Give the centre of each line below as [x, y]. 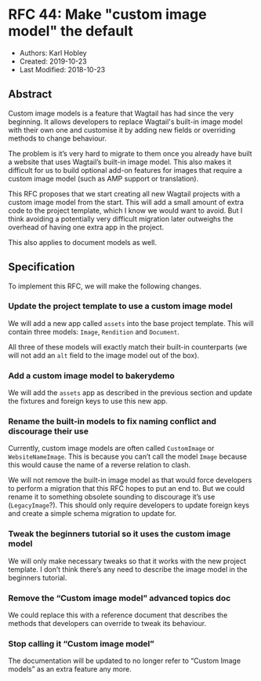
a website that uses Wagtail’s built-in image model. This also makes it [120, 162]
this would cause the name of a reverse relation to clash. [100, 465]
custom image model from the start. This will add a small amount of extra [126, 202]
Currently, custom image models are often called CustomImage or [111, 449]
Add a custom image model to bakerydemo [91, 375]
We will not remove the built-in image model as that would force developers [130, 480]
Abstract [30, 95]
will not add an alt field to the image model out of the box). [104, 355]
